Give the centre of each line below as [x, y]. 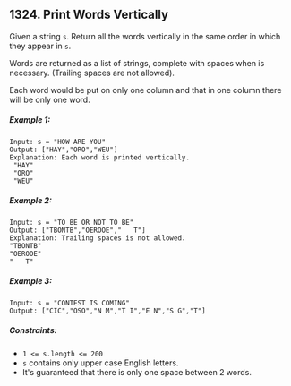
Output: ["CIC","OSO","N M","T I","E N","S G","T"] [107, 311]
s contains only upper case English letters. [100, 363]
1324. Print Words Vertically [89, 15]
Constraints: [33, 330]
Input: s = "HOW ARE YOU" [57, 142]
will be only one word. [50, 99]
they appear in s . [40, 46]
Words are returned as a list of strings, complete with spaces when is [137, 63]
